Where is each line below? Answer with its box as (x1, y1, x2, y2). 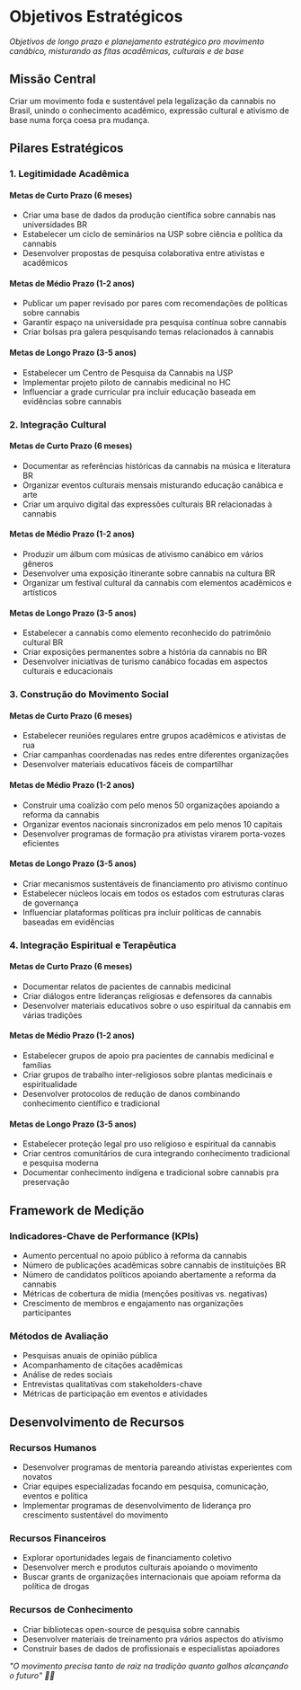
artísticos (22, 587, 58, 597)
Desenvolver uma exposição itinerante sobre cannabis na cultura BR (22, 568, 276, 579)
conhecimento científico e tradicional (22, 1098, 160, 1109)
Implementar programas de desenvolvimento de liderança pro (22, 1500, 252, 1510)
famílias (22, 1060, 52, 1071)
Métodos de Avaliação (9, 1330, 110, 1342)
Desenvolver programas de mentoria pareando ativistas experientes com (22, 1462, 293, 1473)
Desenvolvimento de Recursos (9, 1414, 185, 1429)
